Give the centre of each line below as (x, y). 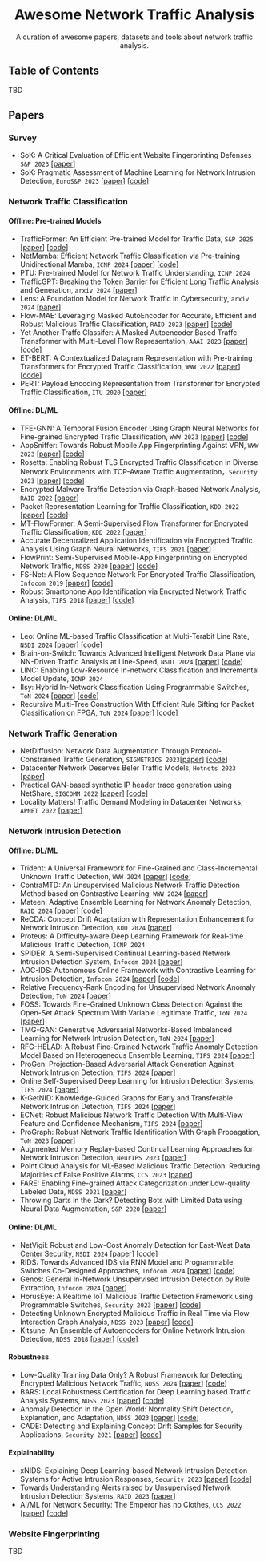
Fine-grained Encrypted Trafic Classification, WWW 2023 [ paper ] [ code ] (134, 436)
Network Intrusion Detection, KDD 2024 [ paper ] (96, 928)
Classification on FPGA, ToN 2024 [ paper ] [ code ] (99, 712)
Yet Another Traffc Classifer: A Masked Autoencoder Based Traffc (128, 332)
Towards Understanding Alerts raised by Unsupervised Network (126, 1487)
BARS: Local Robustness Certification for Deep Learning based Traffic (135, 1391)
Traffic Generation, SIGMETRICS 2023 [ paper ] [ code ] (145, 760)
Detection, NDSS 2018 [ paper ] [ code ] (79, 1338)
